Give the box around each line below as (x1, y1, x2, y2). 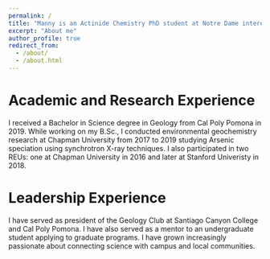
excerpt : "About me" (8, 27, 78, 35)
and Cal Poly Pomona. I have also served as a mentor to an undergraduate (8, 224, 255, 233)
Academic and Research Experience (8, 92, 256, 109)
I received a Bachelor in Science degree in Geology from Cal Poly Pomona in (8, 117, 262, 127)
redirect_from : (8, 42, 59, 50)
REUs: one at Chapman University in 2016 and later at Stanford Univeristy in (8, 152, 260, 162)
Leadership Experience (8, 189, 166, 207)
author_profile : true (8, 34, 81, 43)
